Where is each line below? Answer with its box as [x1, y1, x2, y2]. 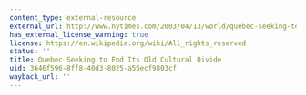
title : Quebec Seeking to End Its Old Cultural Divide [9, 55, 222, 64]
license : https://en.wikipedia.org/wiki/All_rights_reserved [9, 38, 247, 48]
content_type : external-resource [9, 13, 137, 23]
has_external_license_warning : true [9, 30, 148, 39]
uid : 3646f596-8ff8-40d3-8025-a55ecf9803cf [9, 64, 178, 73]
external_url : [9, 22, 64, 31]
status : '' [9, 47, 51, 56]
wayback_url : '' [9, 72, 71, 81]
